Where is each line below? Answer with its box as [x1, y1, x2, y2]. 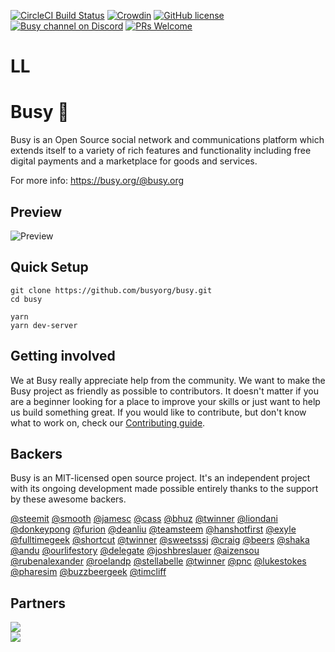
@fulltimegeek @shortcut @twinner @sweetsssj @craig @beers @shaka [10, 534, 310, 546]
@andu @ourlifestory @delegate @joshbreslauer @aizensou [10, 545, 260, 557]
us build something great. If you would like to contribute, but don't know [10, 406, 307, 418]
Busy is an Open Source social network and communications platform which [10, 134, 325, 146]
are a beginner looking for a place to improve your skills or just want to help [10, 395, 321, 407]
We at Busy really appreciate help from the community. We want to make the [10, 374, 326, 386]
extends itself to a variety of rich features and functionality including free [10, 145, 312, 157]
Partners [10, 595, 67, 612]
